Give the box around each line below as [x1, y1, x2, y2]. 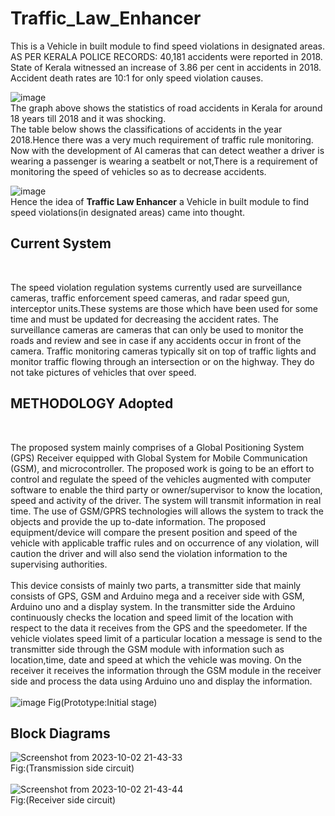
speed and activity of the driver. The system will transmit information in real [10, 494, 322, 506]
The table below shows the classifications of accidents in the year [10, 123, 283, 135]
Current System [10, 235, 112, 252]
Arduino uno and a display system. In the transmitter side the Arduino [10, 600, 296, 612]
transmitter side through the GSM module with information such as [10, 643, 285, 655]
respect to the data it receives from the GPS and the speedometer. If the [10, 622, 308, 634]
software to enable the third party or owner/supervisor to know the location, [10, 483, 323, 496]
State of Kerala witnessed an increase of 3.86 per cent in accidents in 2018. [10, 61, 322, 73]
